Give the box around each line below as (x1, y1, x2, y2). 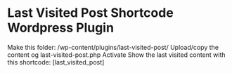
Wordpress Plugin (7, 20, 115, 36)
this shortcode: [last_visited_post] (7, 58, 105, 66)
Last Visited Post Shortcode (7, 5, 174, 21)
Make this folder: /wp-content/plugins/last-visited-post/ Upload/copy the (7, 43, 219, 51)
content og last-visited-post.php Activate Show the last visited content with (7, 51, 226, 59)
